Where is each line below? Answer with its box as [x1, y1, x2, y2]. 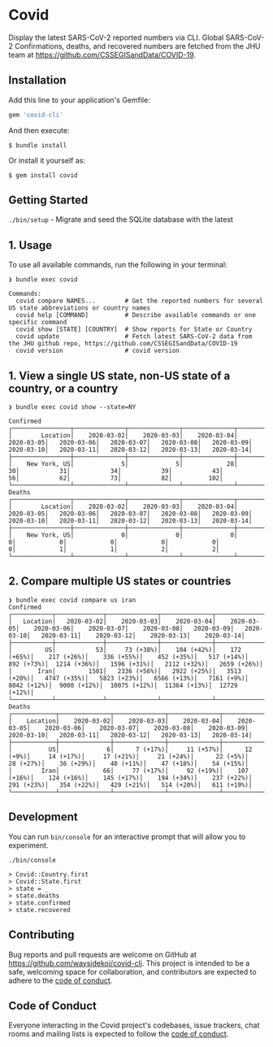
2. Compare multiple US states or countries [8, 575, 232, 589]
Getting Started [8, 193, 89, 207]
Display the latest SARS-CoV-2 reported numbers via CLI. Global [8, 33, 224, 42]
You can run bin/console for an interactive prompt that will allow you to [8, 832, 246, 841]
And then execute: [8, 125, 70, 135]
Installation [8, 73, 67, 87]
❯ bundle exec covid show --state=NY [8, 403, 136, 411]
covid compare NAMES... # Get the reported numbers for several [15, 297, 264, 306]
